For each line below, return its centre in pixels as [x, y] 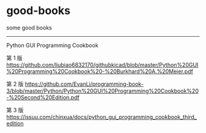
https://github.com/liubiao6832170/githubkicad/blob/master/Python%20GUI [102, 64]
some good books [29, 28]
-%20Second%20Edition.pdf [43, 97]
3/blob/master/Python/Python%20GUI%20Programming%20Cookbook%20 [103, 91]
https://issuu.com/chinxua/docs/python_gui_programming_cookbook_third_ [102, 116]
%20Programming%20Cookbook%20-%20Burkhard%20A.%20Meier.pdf [100, 71]
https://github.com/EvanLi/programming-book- [84, 84]
